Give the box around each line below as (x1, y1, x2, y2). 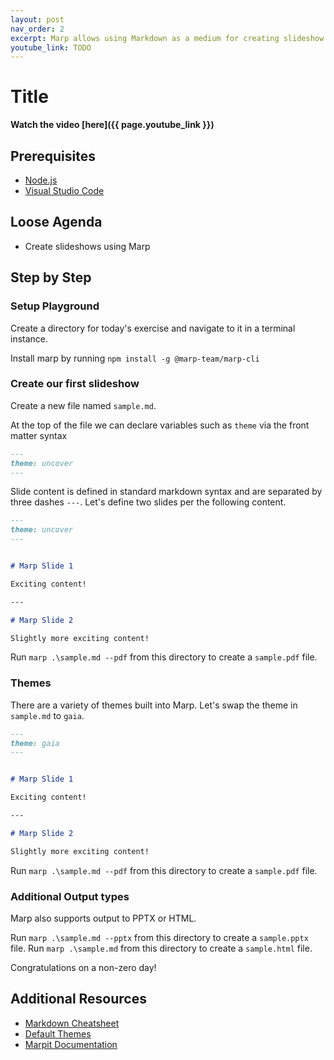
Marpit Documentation (24, 1038, 118, 1050)
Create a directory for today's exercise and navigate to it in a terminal (10, 322, 296, 334)
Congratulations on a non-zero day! (10, 962, 157, 974)
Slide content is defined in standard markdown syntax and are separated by (10, 486, 323, 498)
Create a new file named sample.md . (10, 399, 157, 411)
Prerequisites (10, 147, 96, 165)
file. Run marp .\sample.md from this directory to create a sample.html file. (10, 942, 313, 955)
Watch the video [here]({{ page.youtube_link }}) (10, 119, 215, 131)
